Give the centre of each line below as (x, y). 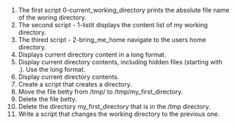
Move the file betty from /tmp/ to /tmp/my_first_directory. (100, 91)
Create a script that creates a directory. (75, 84)
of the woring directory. (52, 17)
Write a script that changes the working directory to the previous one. (119, 114)
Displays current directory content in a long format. (92, 54)
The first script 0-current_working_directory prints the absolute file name (124, 10)
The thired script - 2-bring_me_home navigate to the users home (112, 40)
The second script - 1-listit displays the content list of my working (113, 25)
